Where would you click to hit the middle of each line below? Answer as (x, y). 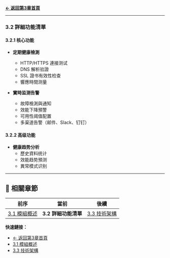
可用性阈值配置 (36, 116)
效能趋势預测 (33, 160)
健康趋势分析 (26, 147)
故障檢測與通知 (36, 104)
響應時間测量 (33, 82)
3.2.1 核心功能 (20, 40)
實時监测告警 (26, 93)
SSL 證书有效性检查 (40, 76)
